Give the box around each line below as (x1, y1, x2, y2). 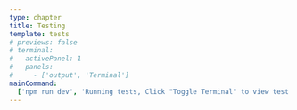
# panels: (9, 63, 54, 72)
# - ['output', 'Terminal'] (9, 71, 129, 80)
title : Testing (9, 21, 66, 30)
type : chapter (9, 12, 62, 22)
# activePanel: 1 (9, 54, 82, 63)
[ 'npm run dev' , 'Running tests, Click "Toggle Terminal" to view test (17, 87, 290, 96)
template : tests (9, 29, 70, 38)
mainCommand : (9, 79, 58, 88)
